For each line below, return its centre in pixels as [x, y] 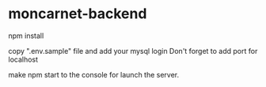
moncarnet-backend [78, 14]
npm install [26, 36]
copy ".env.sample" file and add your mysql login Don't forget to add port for [133, 51]
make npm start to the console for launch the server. [94, 74]
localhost [23, 59]
